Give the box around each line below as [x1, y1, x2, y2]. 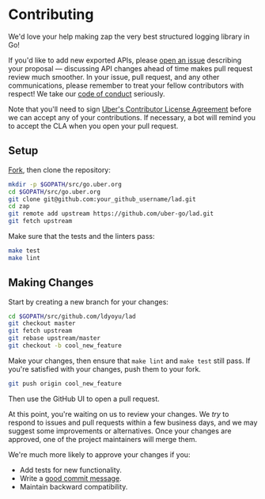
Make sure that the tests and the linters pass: [8, 232, 155, 240]
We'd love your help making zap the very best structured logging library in [8, 32, 250, 41]
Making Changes [8, 276, 94, 289]
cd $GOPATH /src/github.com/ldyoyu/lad [8, 312, 136, 320]
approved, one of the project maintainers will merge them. [8, 434, 198, 444]
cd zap [8, 202, 30, 210]
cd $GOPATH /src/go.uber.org [8, 187, 101, 195]
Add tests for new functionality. [19, 465, 123, 474]
